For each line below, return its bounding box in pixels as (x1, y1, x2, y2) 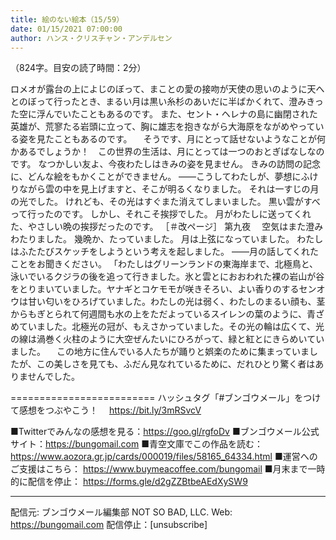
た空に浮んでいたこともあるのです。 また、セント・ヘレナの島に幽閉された (10, 108, 318, 120)
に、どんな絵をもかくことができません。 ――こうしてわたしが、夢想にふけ (10, 171, 319, 183)
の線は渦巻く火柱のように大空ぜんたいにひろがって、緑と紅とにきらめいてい (10, 333, 325, 345)
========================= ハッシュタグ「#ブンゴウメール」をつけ (10, 392, 322, 404)
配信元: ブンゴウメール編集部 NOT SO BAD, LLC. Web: (10, 506, 233, 518)
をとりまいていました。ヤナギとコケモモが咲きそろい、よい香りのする (10, 283, 300, 295)
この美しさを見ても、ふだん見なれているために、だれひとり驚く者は (36, 358, 316, 370)
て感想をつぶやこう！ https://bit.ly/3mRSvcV (10, 404, 202, 416)
